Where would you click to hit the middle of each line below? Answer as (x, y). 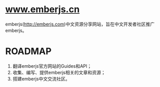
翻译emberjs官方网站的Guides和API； (52, 66)
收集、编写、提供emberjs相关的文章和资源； (59, 72)
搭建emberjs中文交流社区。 (41, 79)
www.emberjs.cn (42, 9)
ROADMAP (28, 51)
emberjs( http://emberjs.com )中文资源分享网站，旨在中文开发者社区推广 (80, 24)
